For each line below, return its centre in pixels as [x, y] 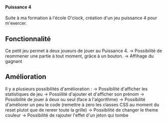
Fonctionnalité [28, 39]
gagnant [14, 61]
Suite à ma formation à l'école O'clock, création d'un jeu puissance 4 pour [81, 18]
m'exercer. [16, 23]
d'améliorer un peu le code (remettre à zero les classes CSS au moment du [82, 105]
